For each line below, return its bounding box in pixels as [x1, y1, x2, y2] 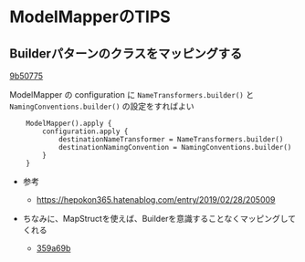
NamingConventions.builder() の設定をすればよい [9, 100, 195, 111]
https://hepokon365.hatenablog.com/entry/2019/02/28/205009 [36, 194, 276, 204]
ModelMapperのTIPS [9, 6, 171, 27]
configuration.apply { [42, 127, 129, 136]
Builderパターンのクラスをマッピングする [9, 46, 243, 61]
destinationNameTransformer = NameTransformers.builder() [58, 135, 284, 144]
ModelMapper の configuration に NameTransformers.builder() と [9, 89, 254, 100]
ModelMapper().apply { [26, 119, 112, 128]
